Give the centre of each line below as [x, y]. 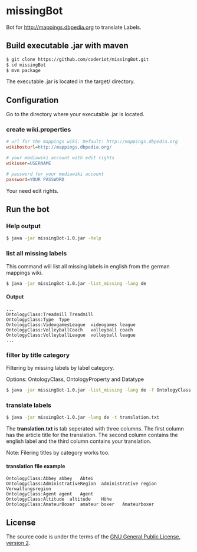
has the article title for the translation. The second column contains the [92, 435]
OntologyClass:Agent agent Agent [50, 494]
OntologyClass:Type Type [38, 320]
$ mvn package [24, 70]
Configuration [32, 100]
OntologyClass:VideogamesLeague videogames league [71, 325]
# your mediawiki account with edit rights [60, 158]
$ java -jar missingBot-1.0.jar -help [54, 238]
